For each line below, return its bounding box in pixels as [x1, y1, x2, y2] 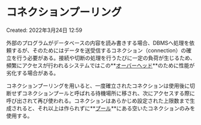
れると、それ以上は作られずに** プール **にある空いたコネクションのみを [16, 105, 196, 112]
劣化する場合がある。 [6, 69, 59, 76]
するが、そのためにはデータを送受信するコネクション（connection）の [11, 46, 187, 54]
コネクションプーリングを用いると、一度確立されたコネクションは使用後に [6, 82, 190, 89]
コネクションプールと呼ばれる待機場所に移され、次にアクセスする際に [22, 90, 196, 97]
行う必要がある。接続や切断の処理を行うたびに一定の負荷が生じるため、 [16, 54, 196, 61]
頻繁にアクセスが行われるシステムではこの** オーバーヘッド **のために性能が [6, 61, 195, 69]
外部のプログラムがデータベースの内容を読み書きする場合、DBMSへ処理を [6, 39, 190, 46]
